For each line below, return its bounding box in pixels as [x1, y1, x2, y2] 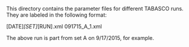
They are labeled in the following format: [6, 11, 107, 18]
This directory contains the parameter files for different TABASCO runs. [6, 5, 184, 12]
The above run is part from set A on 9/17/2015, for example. [6, 35, 155, 41]
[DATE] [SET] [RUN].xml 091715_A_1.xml [6, 23, 102, 30]
